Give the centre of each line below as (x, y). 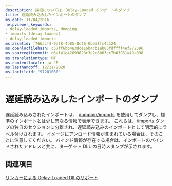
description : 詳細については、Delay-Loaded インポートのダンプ (68, 10)
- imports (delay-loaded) (33, 34)
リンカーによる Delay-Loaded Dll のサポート (52, 177)
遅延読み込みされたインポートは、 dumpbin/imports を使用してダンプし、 (83, 114)
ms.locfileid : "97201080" (33, 72)
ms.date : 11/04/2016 (27, 20)
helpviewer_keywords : (28, 24)
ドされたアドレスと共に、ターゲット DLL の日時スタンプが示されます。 (80, 146)
